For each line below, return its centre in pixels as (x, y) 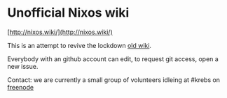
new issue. (23, 66)
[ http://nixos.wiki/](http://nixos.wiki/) (60, 32)
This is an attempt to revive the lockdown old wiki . (80, 45)
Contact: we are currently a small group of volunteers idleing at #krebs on (114, 80)
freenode (20, 87)
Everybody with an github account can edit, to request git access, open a (113, 59)
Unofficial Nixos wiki (68, 13)
